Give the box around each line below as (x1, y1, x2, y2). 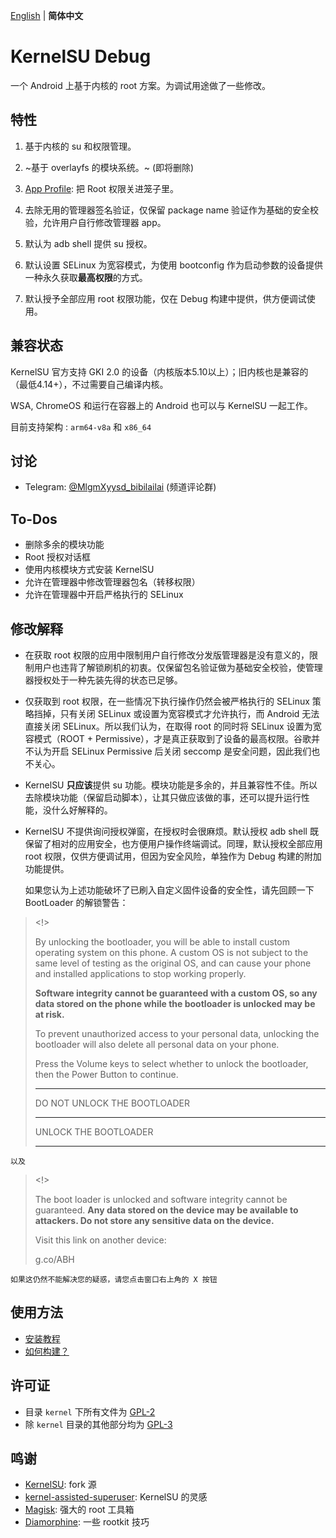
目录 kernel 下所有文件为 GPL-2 (24, 1405, 156, 1418)
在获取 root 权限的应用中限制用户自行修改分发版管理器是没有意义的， (24, 649, 310, 661)
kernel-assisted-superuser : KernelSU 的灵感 (24, 1491, 208, 1503)
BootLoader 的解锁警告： (24, 897, 129, 908)
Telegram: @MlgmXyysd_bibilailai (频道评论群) (24, 481, 217, 493)
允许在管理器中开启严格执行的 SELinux (24, 589, 184, 601)
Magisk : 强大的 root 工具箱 (24, 1504, 135, 1516)
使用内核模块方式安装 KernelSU (24, 564, 155, 576)
